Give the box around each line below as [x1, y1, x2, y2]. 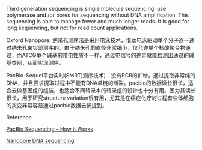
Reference [6, 114, 32, 121]
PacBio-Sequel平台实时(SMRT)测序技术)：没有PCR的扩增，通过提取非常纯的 [6, 72, 195, 79]
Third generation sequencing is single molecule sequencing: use [6, 5, 167, 12]
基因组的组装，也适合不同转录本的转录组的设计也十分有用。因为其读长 [22, 87, 196, 94]
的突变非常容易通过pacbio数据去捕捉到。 [6, 102, 108, 109]
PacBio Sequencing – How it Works [6, 125, 94, 133]
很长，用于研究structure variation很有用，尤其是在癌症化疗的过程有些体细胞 [6, 94, 194, 101]
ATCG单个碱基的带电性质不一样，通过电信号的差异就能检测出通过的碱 [22, 52, 194, 59]
